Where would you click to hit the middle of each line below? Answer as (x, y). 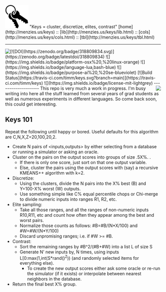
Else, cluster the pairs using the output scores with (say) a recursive (89, 168)
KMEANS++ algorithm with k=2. (52, 173)
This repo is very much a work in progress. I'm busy (93, 88)
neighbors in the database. (54, 279)
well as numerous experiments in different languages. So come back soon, (81, 99)
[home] (126, 27)
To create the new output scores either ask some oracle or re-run (94, 268)
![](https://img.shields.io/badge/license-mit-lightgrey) (99, 83)
